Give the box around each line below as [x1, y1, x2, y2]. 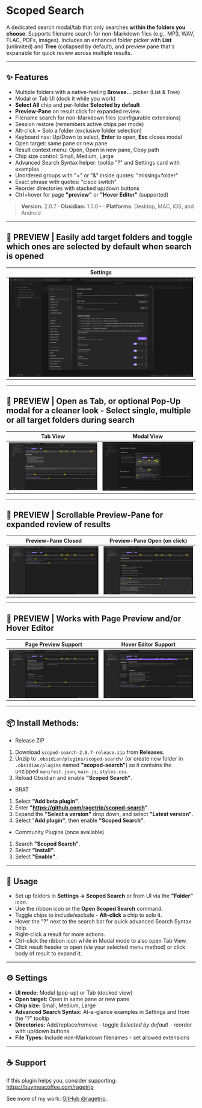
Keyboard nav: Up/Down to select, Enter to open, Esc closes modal [14, 133, 182, 141]
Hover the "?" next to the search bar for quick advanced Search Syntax [14, 918, 192, 925]
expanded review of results [6, 519, 111, 530]
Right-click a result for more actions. [14, 931, 106, 938]
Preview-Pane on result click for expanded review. [14, 107, 141, 115]
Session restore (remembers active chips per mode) [14, 120, 144, 127]
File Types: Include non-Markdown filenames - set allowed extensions [14, 1034, 190, 1041]
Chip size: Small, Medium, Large [14, 1002, 96, 1009]
